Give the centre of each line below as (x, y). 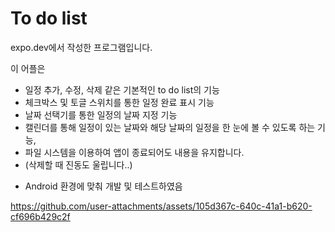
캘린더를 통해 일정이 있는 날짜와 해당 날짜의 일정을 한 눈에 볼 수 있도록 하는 (170, 127)
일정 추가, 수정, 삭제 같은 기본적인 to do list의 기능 (122, 89)
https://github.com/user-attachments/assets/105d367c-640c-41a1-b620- (161, 206)
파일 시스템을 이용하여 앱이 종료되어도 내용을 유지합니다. (134, 152)
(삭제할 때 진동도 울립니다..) (78, 164)
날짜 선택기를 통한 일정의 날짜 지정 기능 (101, 114)
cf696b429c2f (40, 216)
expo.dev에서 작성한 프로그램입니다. (81, 47)
